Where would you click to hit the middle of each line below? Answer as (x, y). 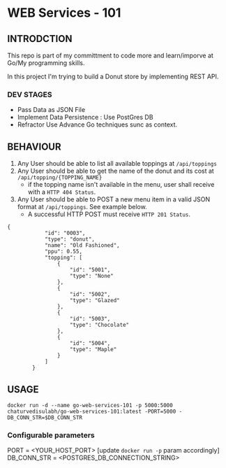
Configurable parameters (51, 435)
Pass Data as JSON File (51, 110)
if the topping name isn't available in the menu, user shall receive (121, 185)
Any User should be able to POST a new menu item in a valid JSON (114, 199)
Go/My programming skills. (46, 63)
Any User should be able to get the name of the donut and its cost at (115, 171)
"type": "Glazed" (95, 301)
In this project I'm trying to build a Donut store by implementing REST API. (113, 76)
